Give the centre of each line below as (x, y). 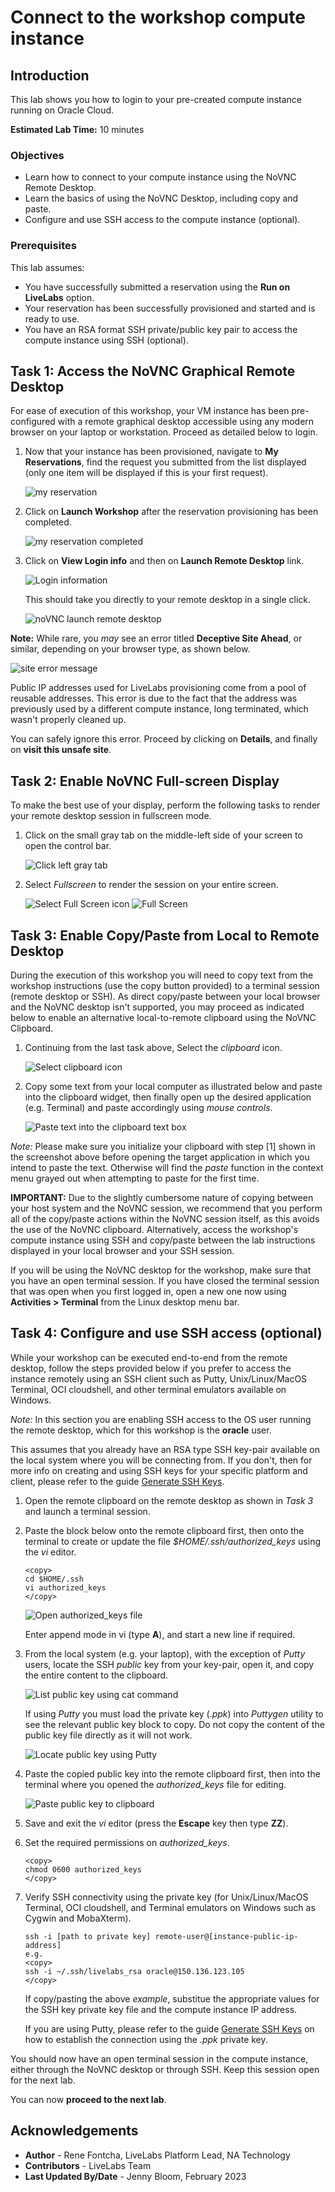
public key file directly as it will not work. (108, 1735)
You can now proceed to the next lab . (88, 2099)
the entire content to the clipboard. (96, 1675)
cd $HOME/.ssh (54, 1579)
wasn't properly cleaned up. (68, 720)
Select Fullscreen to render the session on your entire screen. (151, 885)
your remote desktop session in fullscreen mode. (111, 816)
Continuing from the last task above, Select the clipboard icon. (153, 1048)
